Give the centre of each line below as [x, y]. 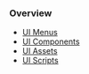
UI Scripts [40, 61]
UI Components [51, 41]
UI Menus [40, 33]
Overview [31, 13]
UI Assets [40, 51]
